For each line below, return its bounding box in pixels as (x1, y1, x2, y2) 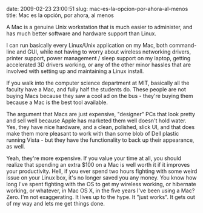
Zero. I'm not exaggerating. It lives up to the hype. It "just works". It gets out (6, 194, 196, 200)
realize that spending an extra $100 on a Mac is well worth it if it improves (6, 161, 190, 168)
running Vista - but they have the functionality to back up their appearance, (6, 136, 195, 144)
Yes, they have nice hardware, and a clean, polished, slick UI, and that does (6, 124, 195, 130)
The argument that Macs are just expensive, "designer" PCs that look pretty (6, 111, 196, 117)
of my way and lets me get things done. (6, 200, 105, 207)
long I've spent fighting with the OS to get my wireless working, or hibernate (6, 181, 197, 187)
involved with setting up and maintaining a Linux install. (6, 68, 144, 75)
